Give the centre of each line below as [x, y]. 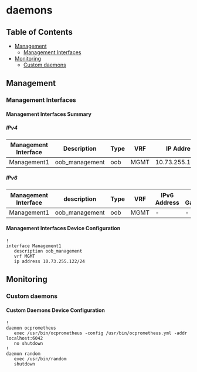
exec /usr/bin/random [40, 359]
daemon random [23, 354]
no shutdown [28, 343]
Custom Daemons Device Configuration [56, 310]
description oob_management [48, 251]
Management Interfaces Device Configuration [63, 228]
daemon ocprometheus [31, 328]
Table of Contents [40, 32]
